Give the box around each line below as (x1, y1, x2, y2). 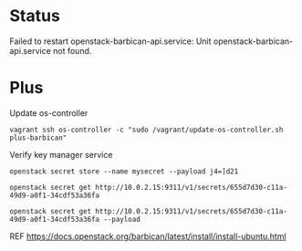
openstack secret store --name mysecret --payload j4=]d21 (9, 166, 239, 176)
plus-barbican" (9, 133, 68, 142)
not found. (53, 45, 92, 56)
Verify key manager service (9, 149, 113, 160)
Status (9, 5, 61, 26)
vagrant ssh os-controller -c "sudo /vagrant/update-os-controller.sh (9, 125, 284, 134)
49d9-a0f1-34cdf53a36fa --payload (9, 214, 141, 224)
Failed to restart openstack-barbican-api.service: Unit (9, 36, 212, 47)
